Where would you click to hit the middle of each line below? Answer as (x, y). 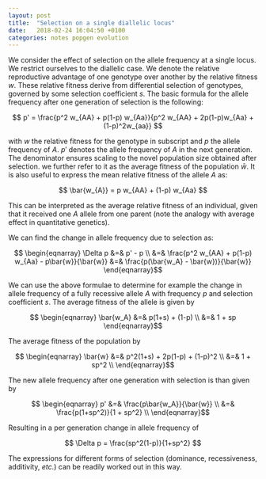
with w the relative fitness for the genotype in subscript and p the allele (124, 141)
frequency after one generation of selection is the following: (106, 102)
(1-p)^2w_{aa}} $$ (133, 126)
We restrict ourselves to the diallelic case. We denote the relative (114, 69)
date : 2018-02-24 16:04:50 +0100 (67, 30)
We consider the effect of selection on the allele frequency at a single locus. (132, 60)
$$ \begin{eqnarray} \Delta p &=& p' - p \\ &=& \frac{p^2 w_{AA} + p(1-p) (133, 253)
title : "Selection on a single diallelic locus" (92, 23)
